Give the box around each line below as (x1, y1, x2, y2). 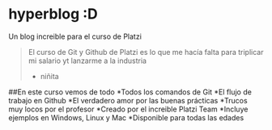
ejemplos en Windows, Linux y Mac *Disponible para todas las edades (8, 112, 244, 122)
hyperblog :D (8, 5, 99, 23)
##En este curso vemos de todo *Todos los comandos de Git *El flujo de (8, 86, 253, 97)
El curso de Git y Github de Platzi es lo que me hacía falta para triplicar (28, 47, 264, 57)
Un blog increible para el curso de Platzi (8, 31, 142, 41)
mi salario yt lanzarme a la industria (28, 56, 147, 65)
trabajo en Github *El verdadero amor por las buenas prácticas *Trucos (8, 95, 249, 105)
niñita (40, 71, 59, 81)
